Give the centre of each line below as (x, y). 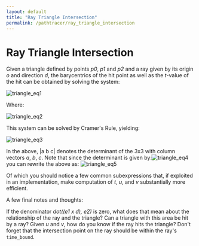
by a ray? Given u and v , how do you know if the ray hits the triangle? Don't (99, 224)
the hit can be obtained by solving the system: (63, 82)
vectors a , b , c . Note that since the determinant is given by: (79, 158)
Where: (15, 105)
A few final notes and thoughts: (45, 200)
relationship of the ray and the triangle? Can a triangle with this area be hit (97, 218)
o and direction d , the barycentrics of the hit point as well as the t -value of (98, 75)
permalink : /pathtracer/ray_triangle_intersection (71, 23)
